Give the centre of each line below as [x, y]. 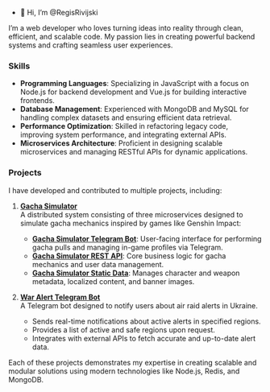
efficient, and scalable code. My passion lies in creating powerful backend [132, 37]
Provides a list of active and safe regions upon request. [124, 329]
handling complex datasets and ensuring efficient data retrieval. [126, 118]
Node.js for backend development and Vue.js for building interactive [133, 92]
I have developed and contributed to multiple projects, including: [115, 190]
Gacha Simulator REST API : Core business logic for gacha [129, 256]
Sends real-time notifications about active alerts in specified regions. [146, 321]
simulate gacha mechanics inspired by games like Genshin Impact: [131, 223]
